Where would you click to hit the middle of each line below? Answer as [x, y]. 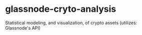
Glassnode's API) [23, 28]
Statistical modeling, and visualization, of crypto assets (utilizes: [71, 23]
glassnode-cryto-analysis [61, 9]
